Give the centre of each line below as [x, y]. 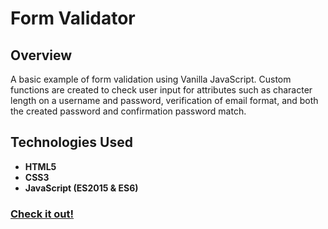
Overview [41, 55]
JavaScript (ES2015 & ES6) [81, 188]
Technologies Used [71, 142]
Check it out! [42, 214]
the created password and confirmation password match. [128, 111]
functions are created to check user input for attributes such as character [161, 90]
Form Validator [73, 18]
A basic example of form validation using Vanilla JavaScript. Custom [151, 79]
